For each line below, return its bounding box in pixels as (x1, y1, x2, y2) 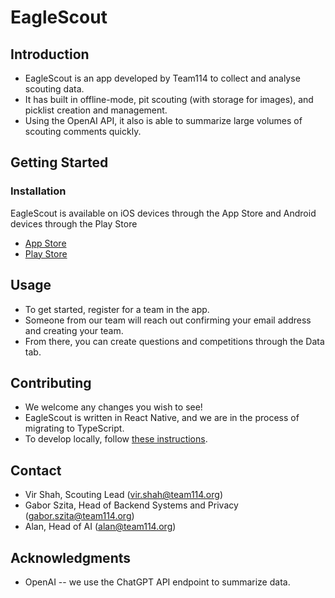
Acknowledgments (10, 549, 132, 566)
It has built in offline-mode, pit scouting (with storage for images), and (24, 94, 314, 105)
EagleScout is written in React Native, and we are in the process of (24, 412, 300, 424)
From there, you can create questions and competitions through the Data (24, 335, 325, 347)
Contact (10, 462, 62, 479)
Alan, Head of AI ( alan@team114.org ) (24, 521, 177, 533)
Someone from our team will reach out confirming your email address (24, 314, 312, 326)
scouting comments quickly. (24, 126, 142, 137)
